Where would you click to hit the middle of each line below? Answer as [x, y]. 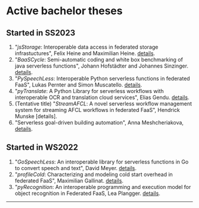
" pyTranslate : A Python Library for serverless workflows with [89, 91]
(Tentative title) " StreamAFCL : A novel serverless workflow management [103, 104]
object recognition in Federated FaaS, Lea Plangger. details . [87, 193]
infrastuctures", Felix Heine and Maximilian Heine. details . [85, 53]
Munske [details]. [36, 116]
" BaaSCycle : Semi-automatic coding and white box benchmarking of [99, 60]
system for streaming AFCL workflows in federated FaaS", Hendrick [97, 110]
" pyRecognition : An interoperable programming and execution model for [103, 187]
